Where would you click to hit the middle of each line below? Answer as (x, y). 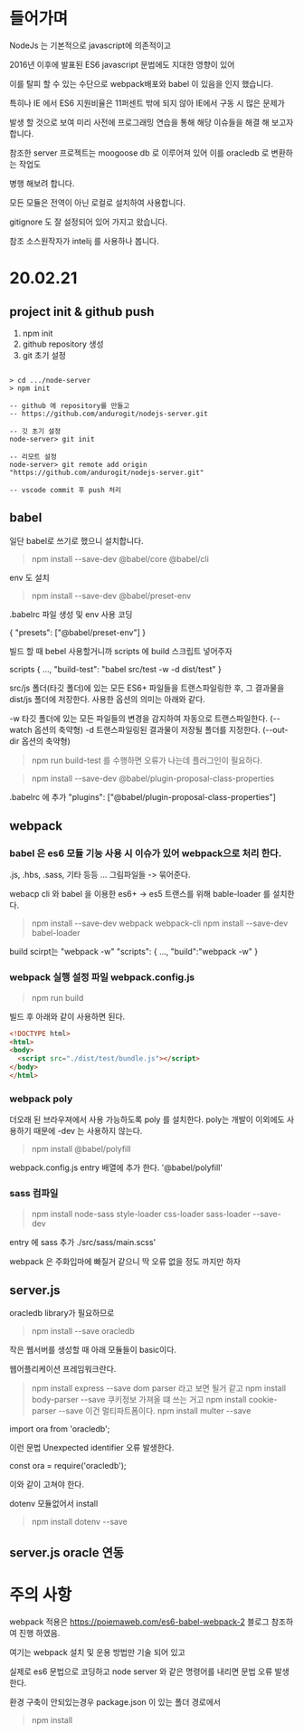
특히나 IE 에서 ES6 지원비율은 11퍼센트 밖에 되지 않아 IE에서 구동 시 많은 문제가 (147, 103)
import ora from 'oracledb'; (60, 1429)
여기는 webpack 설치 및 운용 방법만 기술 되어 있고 (97, 1652)
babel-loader (56, 933)
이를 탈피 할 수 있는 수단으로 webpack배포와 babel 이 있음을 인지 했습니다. (142, 83)
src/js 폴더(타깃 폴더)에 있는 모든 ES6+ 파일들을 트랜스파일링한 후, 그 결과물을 (147, 688)
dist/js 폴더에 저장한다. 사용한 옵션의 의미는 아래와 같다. (107, 699)
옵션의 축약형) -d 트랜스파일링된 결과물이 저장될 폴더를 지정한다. (147, 729)
